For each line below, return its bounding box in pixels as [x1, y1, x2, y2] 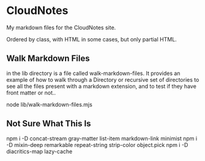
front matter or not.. [6, 89, 56, 96]
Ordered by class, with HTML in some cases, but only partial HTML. [6, 35, 177, 43]
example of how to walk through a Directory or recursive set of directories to [6, 76, 199, 83]
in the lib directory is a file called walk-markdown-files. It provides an [6, 70, 181, 77]
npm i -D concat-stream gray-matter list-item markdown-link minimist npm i [6, 135, 198, 142]
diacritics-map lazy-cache [6, 148, 73, 155]
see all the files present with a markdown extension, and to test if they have [6, 82, 197, 90]
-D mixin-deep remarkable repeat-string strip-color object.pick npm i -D [6, 141, 188, 148]
